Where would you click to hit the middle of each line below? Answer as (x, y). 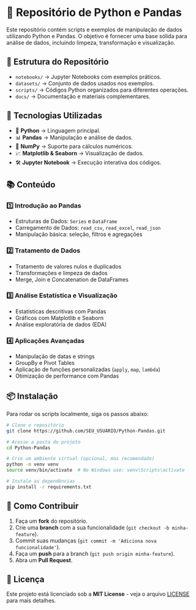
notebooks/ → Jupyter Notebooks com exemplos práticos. (88, 77)
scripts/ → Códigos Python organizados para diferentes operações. (102, 90)
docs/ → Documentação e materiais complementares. (83, 96)
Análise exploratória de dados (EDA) (61, 324)
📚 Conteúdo (31, 185)
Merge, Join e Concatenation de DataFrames (72, 280)
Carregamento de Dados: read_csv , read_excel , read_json (88, 228)
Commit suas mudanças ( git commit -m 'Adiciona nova (86, 541)
